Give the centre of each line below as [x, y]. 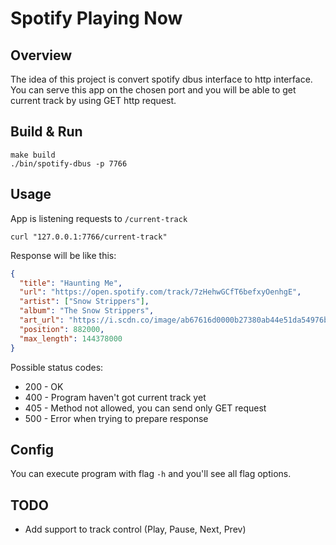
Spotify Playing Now [96, 18]
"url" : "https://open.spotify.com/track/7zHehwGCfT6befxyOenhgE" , [160, 292]
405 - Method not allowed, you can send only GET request [145, 408]
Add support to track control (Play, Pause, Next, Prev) [135, 529]
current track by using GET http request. [93, 100]
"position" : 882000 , [62, 329]
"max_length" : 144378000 [71, 338]
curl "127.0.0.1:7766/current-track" [89, 237]
